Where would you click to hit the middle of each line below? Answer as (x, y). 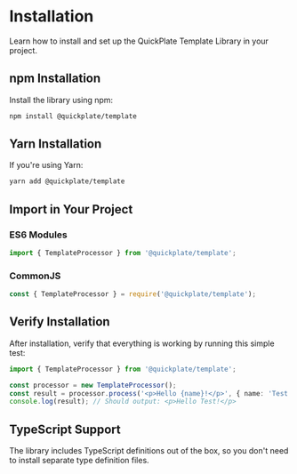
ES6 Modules (39, 235)
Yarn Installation (56, 144)
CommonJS (35, 276)
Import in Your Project (71, 209)
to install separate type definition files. (79, 461)
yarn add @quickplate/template (67, 181)
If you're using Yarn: (46, 165)
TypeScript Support (65, 429)
